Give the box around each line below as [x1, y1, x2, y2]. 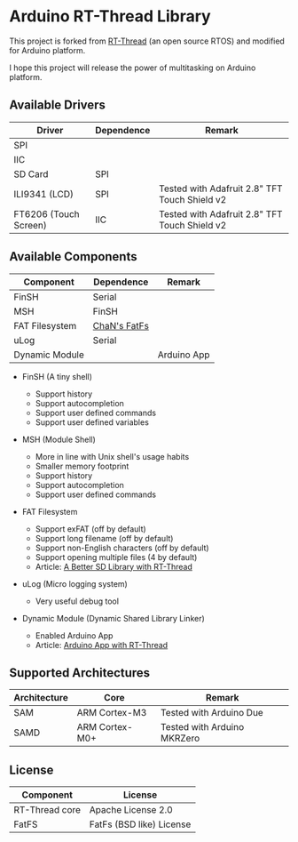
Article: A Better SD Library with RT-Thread [35, 561, 193, 572]
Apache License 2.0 [89, 804, 173, 816]
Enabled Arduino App [35, 629, 114, 641]
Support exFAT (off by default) [35, 523, 146, 534]
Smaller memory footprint [35, 461, 129, 471]
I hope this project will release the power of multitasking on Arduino [9, 62, 256, 73]
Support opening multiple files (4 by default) [35, 551, 198, 562]
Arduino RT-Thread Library [9, 6, 211, 27]
